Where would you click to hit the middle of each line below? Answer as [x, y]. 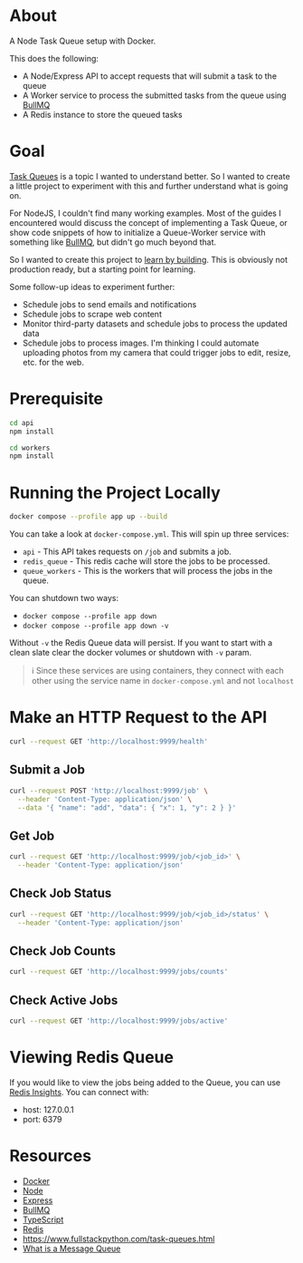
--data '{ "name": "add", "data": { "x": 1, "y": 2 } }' [127, 808]
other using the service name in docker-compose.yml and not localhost [162, 681]
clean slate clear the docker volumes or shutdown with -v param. [131, 653]
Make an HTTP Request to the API [138, 718]
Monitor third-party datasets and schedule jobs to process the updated [155, 324]
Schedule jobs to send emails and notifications [109, 304]
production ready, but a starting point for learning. [103, 269]
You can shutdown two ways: [64, 598]
